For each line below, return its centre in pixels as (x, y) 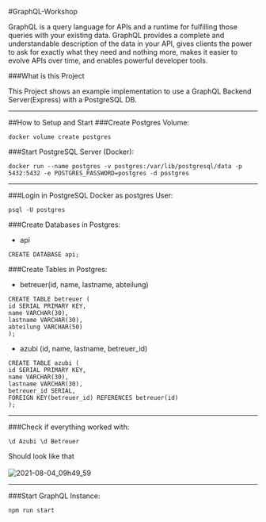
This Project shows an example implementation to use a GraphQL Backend (130, 91)
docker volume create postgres (60, 137)
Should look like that (42, 456)
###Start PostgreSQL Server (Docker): (71, 152)
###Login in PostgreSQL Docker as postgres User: (91, 195)
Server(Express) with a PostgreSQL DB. (72, 100)
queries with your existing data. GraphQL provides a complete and (116, 35)
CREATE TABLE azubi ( (44, 363)
